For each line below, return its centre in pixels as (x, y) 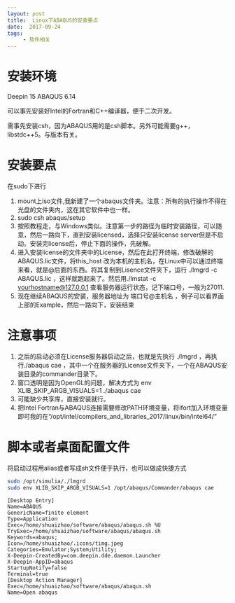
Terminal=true (28, 574)
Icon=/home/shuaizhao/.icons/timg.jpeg (65, 543)
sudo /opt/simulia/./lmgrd (47, 481)
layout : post (26, 14)
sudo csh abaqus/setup (51, 217)
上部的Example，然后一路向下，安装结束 (76, 305)
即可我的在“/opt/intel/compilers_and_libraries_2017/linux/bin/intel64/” (117, 416)
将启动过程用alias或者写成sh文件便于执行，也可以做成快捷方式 (97, 468)
